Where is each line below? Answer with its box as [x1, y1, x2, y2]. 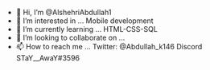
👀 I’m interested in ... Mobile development [15, 16, 154, 25]
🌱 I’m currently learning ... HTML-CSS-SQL [15, 25, 159, 33]
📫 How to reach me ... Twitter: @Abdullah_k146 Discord [15, 42, 203, 51]
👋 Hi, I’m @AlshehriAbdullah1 [15, 8, 112, 17]
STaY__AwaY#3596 [15, 53, 80, 63]
